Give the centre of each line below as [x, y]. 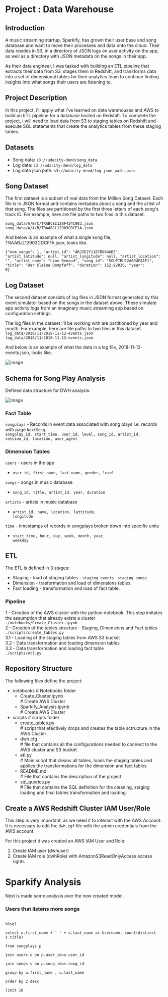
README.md [33, 771]
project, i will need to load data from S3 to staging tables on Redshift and [80, 121]
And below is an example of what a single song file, [58, 237]
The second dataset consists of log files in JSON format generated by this [82, 297]
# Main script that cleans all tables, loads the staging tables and [86, 760]
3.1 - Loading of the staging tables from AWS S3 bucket [63, 637]
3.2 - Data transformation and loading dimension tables [62, 643]
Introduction [25, 28]
